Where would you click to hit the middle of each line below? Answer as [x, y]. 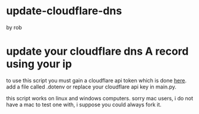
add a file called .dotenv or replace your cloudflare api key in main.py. [91, 87]
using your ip [39, 64]
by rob [14, 27]
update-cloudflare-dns [64, 11]
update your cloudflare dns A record [97, 51]
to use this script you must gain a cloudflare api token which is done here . [97, 80]
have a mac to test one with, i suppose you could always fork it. [84, 104]
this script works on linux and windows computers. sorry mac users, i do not [100, 98]
